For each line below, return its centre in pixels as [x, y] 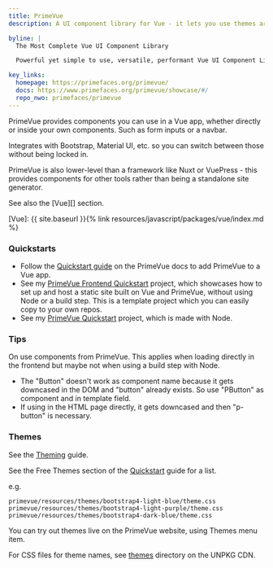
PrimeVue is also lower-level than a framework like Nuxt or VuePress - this [133, 170]
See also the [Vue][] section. [56, 203]
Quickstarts [32, 248]
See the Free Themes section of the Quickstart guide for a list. [113, 470]
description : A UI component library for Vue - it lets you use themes [132, 24]
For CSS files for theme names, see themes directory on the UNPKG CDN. [132, 555]
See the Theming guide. [49, 454]
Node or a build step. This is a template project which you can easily [134, 300]
